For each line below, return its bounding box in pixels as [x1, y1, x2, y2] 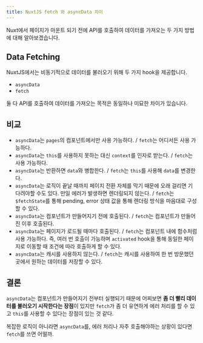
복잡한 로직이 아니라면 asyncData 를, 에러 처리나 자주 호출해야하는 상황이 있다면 [6, 323, 193, 330]
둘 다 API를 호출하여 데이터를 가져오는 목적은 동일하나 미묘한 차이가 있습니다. [6, 100, 188, 107]
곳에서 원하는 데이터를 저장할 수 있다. [15, 258, 103, 265]
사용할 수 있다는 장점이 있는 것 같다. [30, 310, 114, 318]
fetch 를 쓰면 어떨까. [6, 330, 54, 338]
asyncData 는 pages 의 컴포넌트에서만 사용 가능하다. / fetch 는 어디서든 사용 [15, 137, 190, 144]
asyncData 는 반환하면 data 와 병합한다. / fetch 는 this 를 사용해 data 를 [15, 167, 180, 174]
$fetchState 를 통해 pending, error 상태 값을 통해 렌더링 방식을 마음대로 [15, 197, 186, 205]
